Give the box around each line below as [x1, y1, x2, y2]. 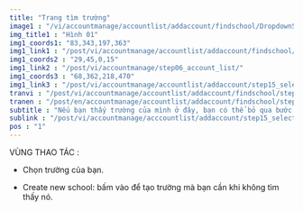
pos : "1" [9, 123, 47, 132]
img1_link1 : [9, 47, 59, 56]
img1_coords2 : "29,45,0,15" [9, 55, 119, 64]
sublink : [9, 114, 47, 123]
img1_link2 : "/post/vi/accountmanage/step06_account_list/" [9, 64, 244, 73]
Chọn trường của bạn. [22, 164, 105, 175]
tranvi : [9, 88, 42, 97]
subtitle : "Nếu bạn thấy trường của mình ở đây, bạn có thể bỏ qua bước [9, 105, 293, 115]
